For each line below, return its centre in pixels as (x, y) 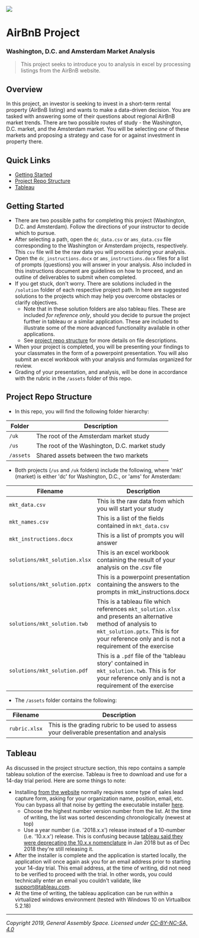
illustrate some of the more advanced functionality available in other (107, 328)
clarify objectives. (36, 302)
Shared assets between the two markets (92, 455)
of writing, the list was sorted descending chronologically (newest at (107, 817)
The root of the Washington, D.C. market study (101, 446)
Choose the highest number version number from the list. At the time (107, 811)
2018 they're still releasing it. (58, 849)
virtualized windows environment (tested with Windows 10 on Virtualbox (103, 899)
